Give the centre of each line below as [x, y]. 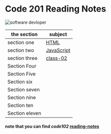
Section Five [22, 74]
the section [24, 34]
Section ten [21, 105]
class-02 [56, 58]
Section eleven [24, 113]
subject [58, 34]
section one [21, 42]
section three [23, 58]
